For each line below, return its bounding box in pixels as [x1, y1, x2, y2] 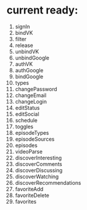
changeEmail [15, 92, 47, 99]
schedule [15, 116, 38, 124]
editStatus [15, 104, 40, 111]
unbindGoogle [15, 54, 50, 61]
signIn [15, 23, 30, 30]
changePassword [15, 85, 57, 92]
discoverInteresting [15, 154, 62, 161]
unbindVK [15, 48, 40, 55]
